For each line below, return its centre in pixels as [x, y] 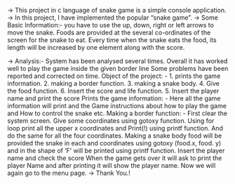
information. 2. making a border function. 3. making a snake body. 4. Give [113, 83]
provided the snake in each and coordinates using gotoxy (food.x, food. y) [114, 143]
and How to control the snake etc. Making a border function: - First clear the [117, 113]
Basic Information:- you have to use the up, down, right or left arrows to [110, 25]
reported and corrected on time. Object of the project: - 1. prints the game [114, 76]
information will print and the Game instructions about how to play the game [117, 106]
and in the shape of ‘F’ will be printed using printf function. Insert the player [116, 151]
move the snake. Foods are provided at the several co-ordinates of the [109, 32]
